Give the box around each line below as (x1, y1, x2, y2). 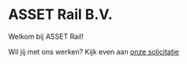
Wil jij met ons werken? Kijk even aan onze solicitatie (8, 47, 180, 56)
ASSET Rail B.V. (8, 6, 113, 24)
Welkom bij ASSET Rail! (8, 32, 84, 41)
